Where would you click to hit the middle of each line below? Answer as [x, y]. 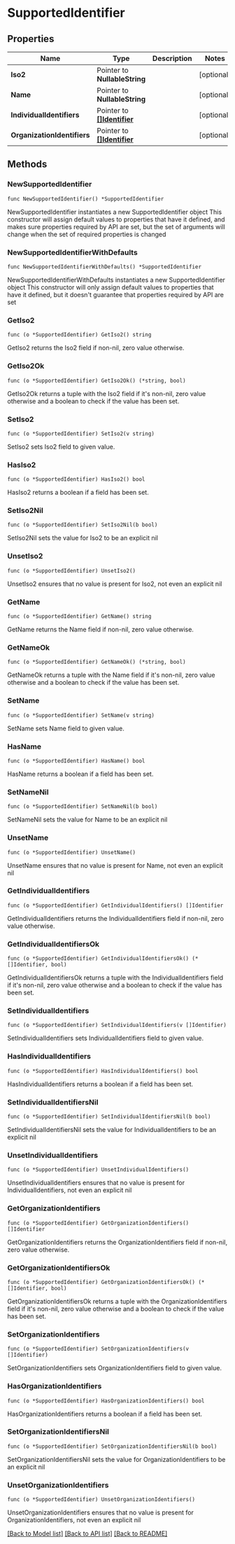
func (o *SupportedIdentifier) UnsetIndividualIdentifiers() [98, 1170]
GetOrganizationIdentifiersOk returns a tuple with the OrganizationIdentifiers [117, 1301]
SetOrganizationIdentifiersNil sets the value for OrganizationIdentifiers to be [116, 1459]
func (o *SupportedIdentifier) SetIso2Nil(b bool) [83, 525]
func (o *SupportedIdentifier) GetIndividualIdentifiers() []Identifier [115, 906]
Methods [27, 164]
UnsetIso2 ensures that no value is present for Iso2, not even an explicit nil [115, 584]
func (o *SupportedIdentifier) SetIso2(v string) [81, 433]
